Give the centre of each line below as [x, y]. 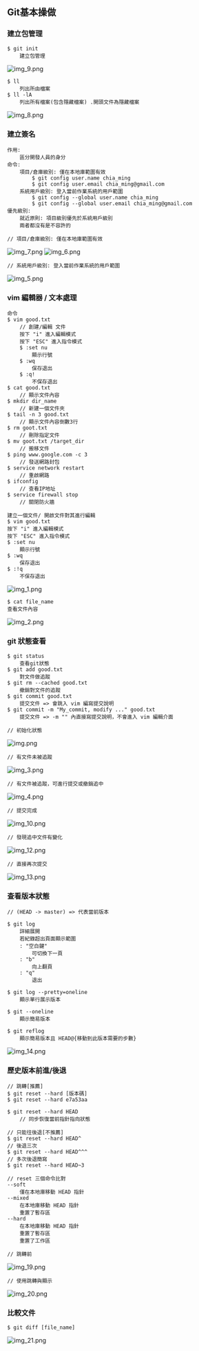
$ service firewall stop [43, 495]
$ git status [26, 656]
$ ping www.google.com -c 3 [48, 455]
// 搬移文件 [34, 449]
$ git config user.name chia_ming [81, 178]
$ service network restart [46, 468]
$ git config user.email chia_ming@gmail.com [98, 184]
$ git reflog [26, 1031]
